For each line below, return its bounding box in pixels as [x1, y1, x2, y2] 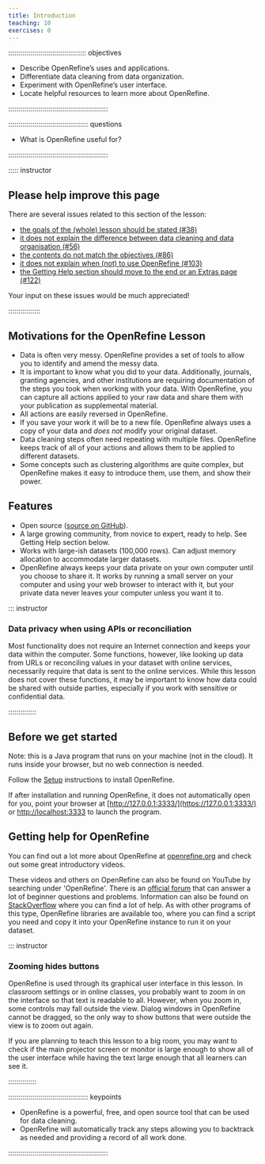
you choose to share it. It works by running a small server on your [19, 571, 234, 580]
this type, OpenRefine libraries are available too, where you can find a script [8, 909, 256, 918]
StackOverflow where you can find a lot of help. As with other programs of [8, 900, 252, 909]
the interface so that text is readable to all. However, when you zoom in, [8, 996, 242, 1005]
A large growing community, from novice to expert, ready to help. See [19, 529, 248, 538]
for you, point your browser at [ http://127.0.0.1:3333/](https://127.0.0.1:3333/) [8, 798, 257, 808]
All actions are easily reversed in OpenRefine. [19, 409, 168, 419]
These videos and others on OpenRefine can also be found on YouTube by [8, 875, 251, 884]
